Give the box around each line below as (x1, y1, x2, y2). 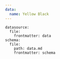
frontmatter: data (14, 33, 51, 38)
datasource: (5, 25, 29, 29)
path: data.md (14, 46, 42, 51)
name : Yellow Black (9, 12, 49, 16)
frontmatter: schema (14, 50, 56, 55)
